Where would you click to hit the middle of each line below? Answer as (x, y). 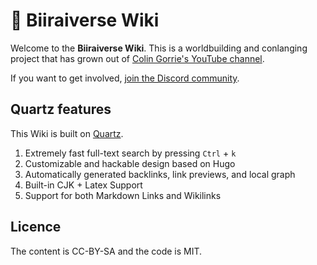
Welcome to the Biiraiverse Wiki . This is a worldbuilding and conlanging (159, 48)
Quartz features (61, 109)
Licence (36, 227)
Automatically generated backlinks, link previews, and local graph (160, 174)
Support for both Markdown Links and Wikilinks (123, 195)
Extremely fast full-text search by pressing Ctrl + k (130, 153)
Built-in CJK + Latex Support (83, 185)
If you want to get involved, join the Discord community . (125, 78)
